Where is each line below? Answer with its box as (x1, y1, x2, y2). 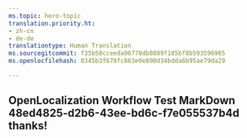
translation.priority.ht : (8, 19, 95, 27)
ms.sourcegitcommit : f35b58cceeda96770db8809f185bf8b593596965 (8, 49, 226, 57)
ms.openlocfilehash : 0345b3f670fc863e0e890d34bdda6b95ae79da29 (8, 57, 226, 65)
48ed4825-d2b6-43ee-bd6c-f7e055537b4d (8, 107, 240, 120)
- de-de (8, 34, 35, 43)
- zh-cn (8, 27, 35, 35)
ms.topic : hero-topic (8, 11, 82, 20)
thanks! (8, 119, 48, 133)
